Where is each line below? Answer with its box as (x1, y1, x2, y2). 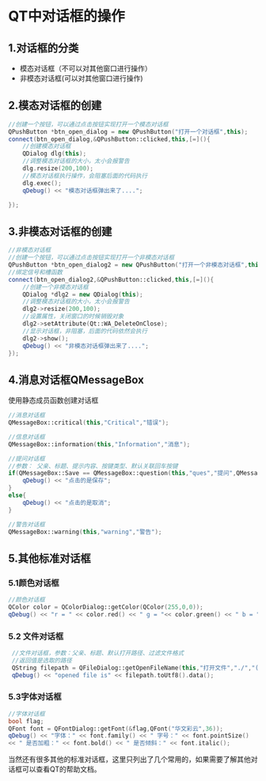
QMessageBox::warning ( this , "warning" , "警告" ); (8, 528, 162, 536)
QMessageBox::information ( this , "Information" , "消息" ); (8, 440, 191, 448)
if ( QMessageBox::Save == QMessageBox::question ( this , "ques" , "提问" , (8, 469, 237, 477)
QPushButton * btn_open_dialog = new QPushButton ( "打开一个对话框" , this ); (8, 127, 249, 135)
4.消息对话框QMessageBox (8, 373, 144, 386)
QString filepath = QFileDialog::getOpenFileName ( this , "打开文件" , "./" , (11, 664, 252, 672)
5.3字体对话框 (8, 692, 62, 703)
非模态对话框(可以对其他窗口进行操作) (19, 74, 144, 83)
